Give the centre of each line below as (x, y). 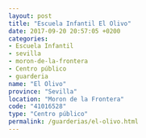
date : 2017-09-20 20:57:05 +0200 (65, 31)
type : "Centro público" (48, 114)
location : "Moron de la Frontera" (67, 99)
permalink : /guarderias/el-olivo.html (73, 122)
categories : (28, 39)
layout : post (30, 16)
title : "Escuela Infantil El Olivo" (70, 24)
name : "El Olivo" (38, 84)
